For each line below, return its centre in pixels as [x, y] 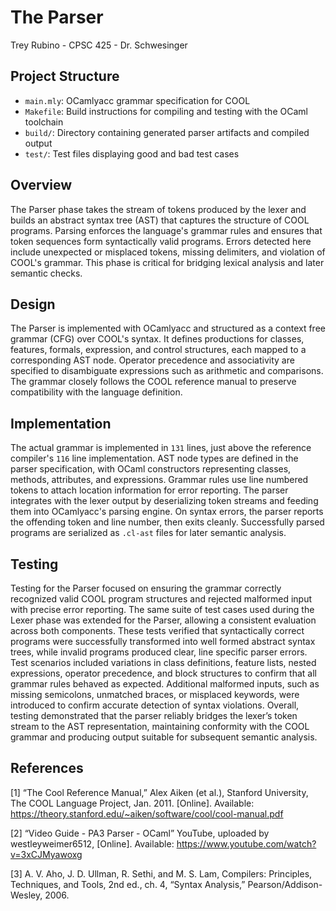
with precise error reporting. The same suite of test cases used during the [162, 609]
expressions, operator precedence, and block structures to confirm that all [163, 673]
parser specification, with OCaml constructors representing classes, [151, 469]
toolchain [44, 122]
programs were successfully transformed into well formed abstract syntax [163, 641]
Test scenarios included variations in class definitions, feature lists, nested [163, 662]
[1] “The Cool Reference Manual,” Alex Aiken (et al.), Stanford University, [159, 792]
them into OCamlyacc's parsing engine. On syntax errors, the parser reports [167, 512]
